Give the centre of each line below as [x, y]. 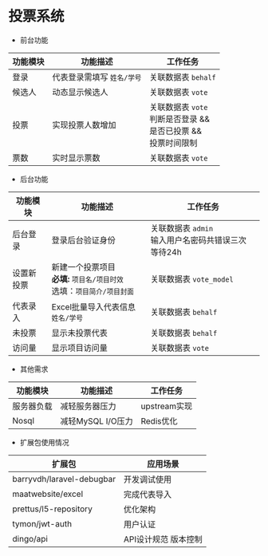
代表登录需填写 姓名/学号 [97, 77]
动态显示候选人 [81, 92]
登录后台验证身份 [83, 240]
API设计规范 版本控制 [163, 539]
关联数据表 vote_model [192, 278]
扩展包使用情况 [44, 442]
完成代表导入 [148, 494]
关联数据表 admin [182, 228]
